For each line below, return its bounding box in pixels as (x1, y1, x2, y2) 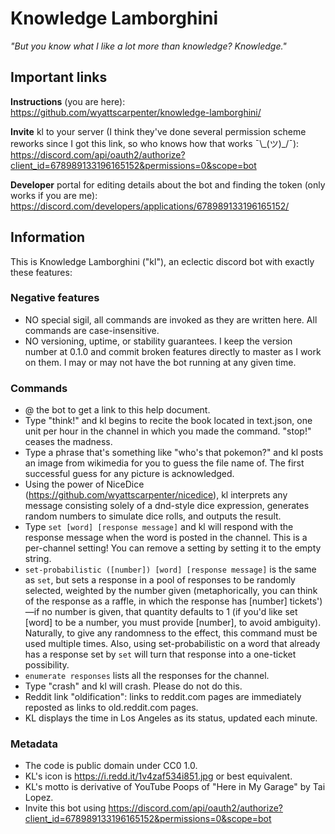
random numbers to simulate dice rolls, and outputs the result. (24, 510, 282, 522)
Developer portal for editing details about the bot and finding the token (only (10, 178, 326, 191)
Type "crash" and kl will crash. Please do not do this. (24, 680, 243, 692)
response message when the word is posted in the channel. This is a (24, 532, 308, 544)
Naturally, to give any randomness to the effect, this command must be (24, 627, 318, 639)
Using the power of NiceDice (24, 478, 145, 491)
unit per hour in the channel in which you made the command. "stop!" (24, 425, 312, 437)
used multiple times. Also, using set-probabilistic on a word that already (24, 638, 321, 650)
